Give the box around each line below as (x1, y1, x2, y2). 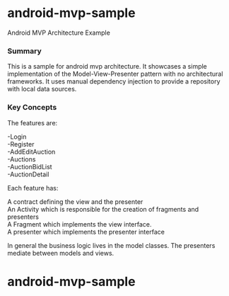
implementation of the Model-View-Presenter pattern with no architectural (7, 69, 223, 79)
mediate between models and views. (7, 249, 114, 257)
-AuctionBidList (7, 162, 52, 171)
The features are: (7, 118, 58, 127)
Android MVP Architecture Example (7, 28, 111, 37)
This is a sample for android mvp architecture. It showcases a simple (7, 62, 207, 71)
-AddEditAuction (7, 147, 56, 156)
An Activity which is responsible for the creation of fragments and (7, 205, 199, 213)
